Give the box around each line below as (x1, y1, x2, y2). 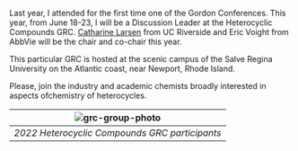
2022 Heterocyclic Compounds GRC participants (13, 127, 222, 138)
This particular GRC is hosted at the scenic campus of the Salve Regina (9, 54, 273, 64)
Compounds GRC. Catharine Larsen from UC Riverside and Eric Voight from (9, 27, 289, 37)
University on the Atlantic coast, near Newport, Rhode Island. (9, 63, 236, 74)
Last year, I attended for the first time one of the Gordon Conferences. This (9, 8, 286, 18)
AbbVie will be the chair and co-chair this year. (9, 36, 182, 47)
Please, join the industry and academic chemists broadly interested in (9, 81, 267, 91)
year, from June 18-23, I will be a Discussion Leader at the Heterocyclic (9, 17, 273, 28)
